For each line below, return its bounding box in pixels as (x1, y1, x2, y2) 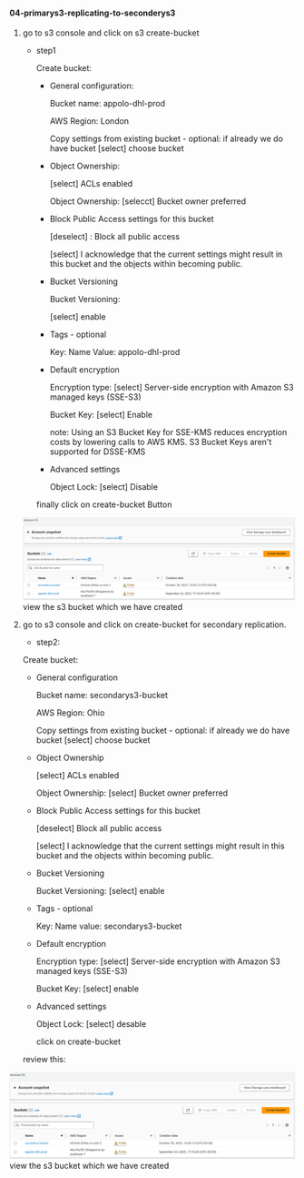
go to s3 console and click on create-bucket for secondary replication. (22, 619, 287, 630)
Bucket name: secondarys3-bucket (35, 690, 169, 701)
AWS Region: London (49, 116, 130, 127)
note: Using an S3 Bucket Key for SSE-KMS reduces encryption (49, 427, 288, 438)
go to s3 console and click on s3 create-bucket (22, 27, 200, 38)
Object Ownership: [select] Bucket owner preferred (35, 787, 229, 798)
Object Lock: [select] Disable (49, 482, 159, 493)
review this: (22, 1054, 66, 1065)
